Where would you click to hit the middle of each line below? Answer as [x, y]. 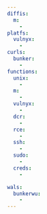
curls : [16, 53]
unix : [21, 78]
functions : [22, 71]
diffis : [18, 14]
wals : [15, 187]
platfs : [18, 33]
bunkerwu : [27, 194]
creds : [22, 168]
